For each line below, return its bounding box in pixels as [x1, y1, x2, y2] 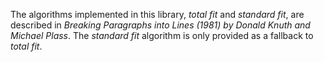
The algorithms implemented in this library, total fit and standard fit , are [10, 9, 305, 20]
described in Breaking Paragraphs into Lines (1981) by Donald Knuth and [10, 19, 311, 31]
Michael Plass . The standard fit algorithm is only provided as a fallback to [10, 30, 314, 41]
